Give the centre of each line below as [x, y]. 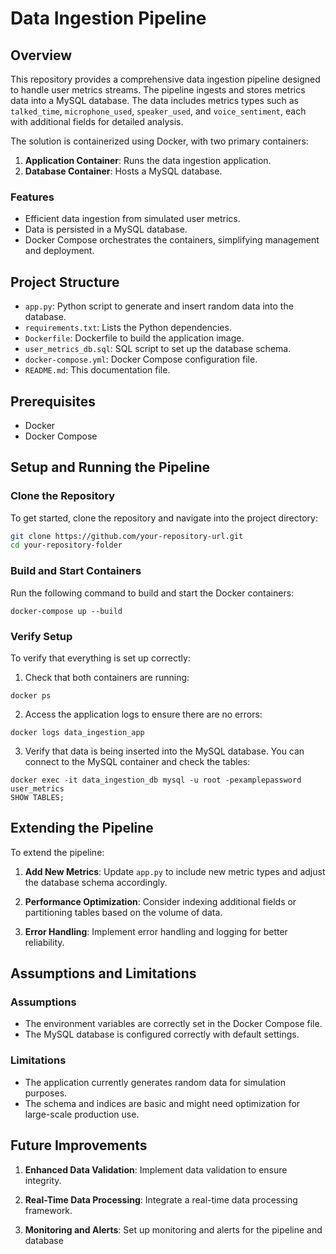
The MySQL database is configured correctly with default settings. [162, 1034]
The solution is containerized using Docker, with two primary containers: [159, 141]
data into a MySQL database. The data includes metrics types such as [155, 100]
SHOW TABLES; [37, 797]
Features [32, 197]
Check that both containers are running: [107, 677]
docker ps [31, 695]
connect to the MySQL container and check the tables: [137, 761]
